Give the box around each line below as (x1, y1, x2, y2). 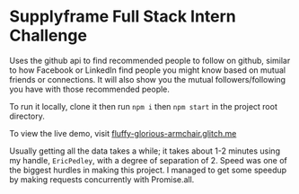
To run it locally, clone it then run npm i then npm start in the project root (9, 101, 278, 111)
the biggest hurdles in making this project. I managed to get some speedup (9, 164, 287, 175)
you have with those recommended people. (9, 84, 171, 94)
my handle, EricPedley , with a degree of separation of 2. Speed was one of (9, 154, 287, 165)
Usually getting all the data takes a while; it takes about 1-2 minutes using (9, 145, 281, 156)
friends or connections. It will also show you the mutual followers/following (9, 74, 286, 84)
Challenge (9, 25, 88, 46)
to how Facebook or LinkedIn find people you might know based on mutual (9, 65, 286, 75)
